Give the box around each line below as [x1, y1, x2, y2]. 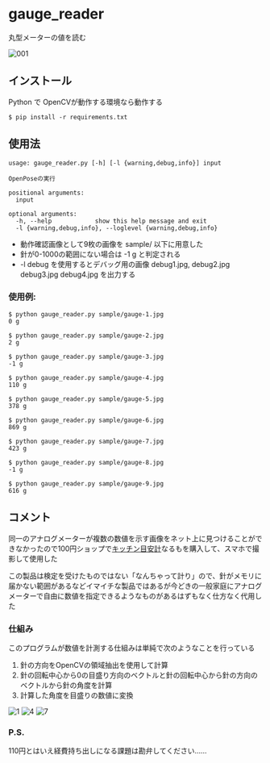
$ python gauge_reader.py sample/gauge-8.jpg [8, 458, 164, 466]
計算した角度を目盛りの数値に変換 [19, 690, 134, 700]
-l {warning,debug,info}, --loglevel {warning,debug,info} [15, 223, 218, 232]
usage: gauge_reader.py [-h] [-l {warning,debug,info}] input [8, 159, 222, 167]
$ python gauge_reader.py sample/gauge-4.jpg [8, 373, 164, 381]
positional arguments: [8, 189, 85, 197]
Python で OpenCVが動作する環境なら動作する [8, 97, 164, 106]
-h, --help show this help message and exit [15, 217, 207, 225]
